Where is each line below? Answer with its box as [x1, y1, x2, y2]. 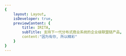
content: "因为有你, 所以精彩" [22, 35, 77, 39]
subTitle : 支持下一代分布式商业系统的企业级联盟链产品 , [22, 30, 122, 35]
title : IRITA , [22, 25, 51, 30]
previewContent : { [13, 20, 51, 26]
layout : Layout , [13, 12, 47, 17]
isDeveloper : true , [13, 16, 53, 21]
